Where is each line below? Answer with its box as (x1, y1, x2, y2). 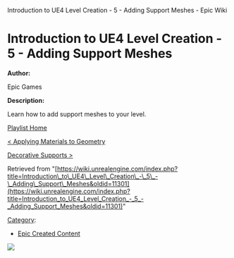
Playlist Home (7, 123, 47, 132)
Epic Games (7, 82, 42, 91)
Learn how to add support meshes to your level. (7, 109, 147, 118)
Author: (7, 68, 31, 77)
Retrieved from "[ (7, 164, 58, 173)
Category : (7, 215, 37, 224)
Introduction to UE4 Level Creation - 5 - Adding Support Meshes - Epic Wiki (7, 6, 228, 14)
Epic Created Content (17, 229, 80, 238)
